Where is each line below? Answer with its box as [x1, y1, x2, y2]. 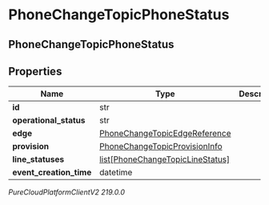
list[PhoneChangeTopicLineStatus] [98, 154, 231, 165]
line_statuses [12, 154, 65, 165]
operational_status [12, 115, 86, 126]
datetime [98, 167, 133, 178]
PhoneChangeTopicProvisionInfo [98, 141, 223, 152]
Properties [8, 64, 62, 78]
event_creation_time [12, 167, 92, 178]
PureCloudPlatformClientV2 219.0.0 [8, 187, 126, 197]
